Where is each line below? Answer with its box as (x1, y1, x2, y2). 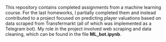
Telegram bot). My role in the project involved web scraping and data (5, 26, 152, 32)
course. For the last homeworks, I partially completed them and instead (5, 10, 156, 16)
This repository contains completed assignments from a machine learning (5, 5, 161, 10)
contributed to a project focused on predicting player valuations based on (5, 15, 161, 21)
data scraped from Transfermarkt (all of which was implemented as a (5, 20, 152, 26)
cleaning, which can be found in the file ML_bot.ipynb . (5, 31, 122, 37)
